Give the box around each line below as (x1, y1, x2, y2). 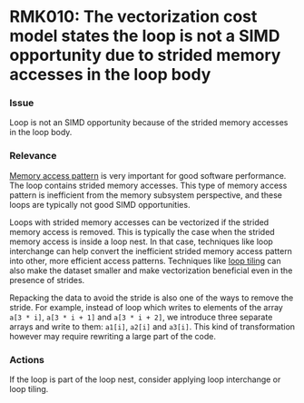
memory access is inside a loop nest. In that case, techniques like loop (9, 236, 274, 247)
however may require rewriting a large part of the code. (9, 330, 216, 341)
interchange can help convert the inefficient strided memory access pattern (9, 245, 293, 256)
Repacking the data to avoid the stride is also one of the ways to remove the (9, 292, 294, 303)
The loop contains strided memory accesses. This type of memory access (9, 180, 288, 191)
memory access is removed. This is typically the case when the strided (9, 226, 275, 237)
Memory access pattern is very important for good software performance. (9, 170, 287, 181)
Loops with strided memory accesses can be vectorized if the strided (9, 216, 270, 228)
